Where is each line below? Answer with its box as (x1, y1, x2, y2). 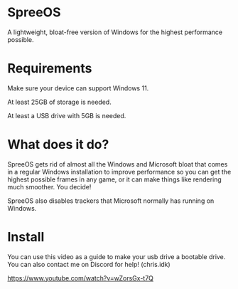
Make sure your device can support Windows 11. (7, 83, 149, 93)
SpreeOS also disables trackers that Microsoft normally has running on (7, 196, 215, 205)
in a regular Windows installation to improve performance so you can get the (7, 167, 232, 176)
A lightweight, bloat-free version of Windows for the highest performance (7, 28, 223, 36)
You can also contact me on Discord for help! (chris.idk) (7, 260, 171, 268)
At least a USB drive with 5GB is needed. (7, 111, 126, 120)
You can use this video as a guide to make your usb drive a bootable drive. (7, 252, 226, 261)
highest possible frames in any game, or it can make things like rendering (7, 175, 222, 184)
